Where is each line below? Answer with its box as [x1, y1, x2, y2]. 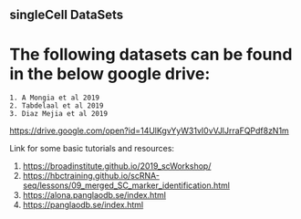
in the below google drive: [9, 63, 211, 84]
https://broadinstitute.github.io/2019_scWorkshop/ [22, 161, 212, 172]
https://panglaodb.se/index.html [22, 200, 144, 211]
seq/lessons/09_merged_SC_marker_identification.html [22, 180, 231, 191]
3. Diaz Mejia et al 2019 [9, 109, 108, 119]
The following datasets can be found [9, 44, 293, 65]
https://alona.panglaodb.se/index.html [22, 190, 167, 201]
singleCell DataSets [9, 7, 124, 23]
